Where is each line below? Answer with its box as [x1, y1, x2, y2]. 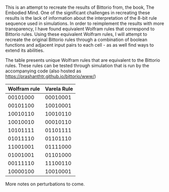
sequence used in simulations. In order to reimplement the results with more [5, 20, 164, 26]
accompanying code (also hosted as [5, 68, 81, 74]
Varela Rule [45, 86, 74, 92]
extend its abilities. [5, 48, 45, 53]
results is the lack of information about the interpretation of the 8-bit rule [5, 15, 157, 21]
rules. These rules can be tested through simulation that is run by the [5, 63, 150, 68]
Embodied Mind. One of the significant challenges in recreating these [5, 10, 150, 16]
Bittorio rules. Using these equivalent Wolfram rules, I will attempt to [5, 31, 147, 37]
